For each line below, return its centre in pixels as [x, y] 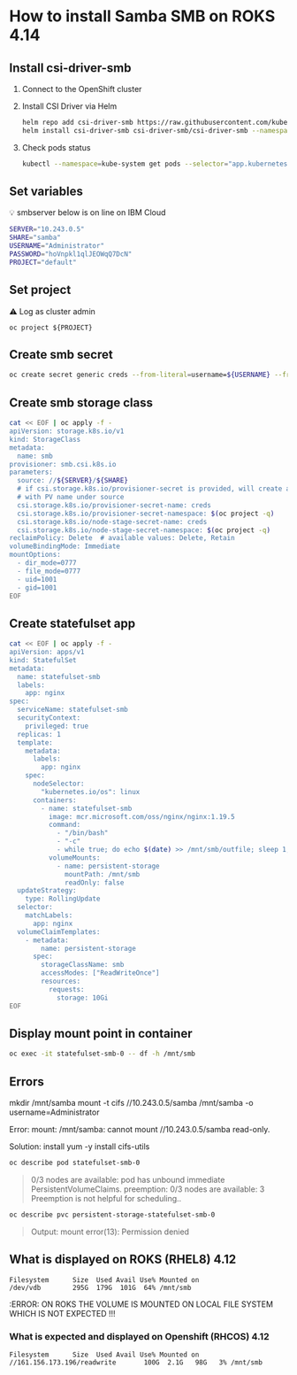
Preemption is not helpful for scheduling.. [106, 1198]
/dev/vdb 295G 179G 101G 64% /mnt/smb [100, 1287]
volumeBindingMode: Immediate [65, 546]
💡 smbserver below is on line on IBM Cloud [88, 212]
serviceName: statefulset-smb [72, 710]
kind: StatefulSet [43, 660]
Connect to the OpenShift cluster [82, 89]
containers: [54, 800]
